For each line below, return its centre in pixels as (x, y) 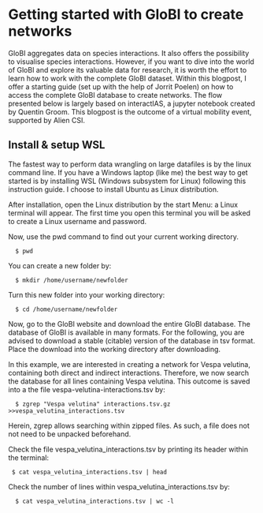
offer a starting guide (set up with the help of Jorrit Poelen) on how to (121, 86)
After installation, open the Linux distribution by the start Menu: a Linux (123, 204)
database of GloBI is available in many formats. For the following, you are (126, 332)
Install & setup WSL (57, 145)
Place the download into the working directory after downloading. (115, 349)
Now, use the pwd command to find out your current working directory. (123, 236)
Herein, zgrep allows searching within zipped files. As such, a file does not (129, 425)
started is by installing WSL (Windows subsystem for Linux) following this (127, 181)
